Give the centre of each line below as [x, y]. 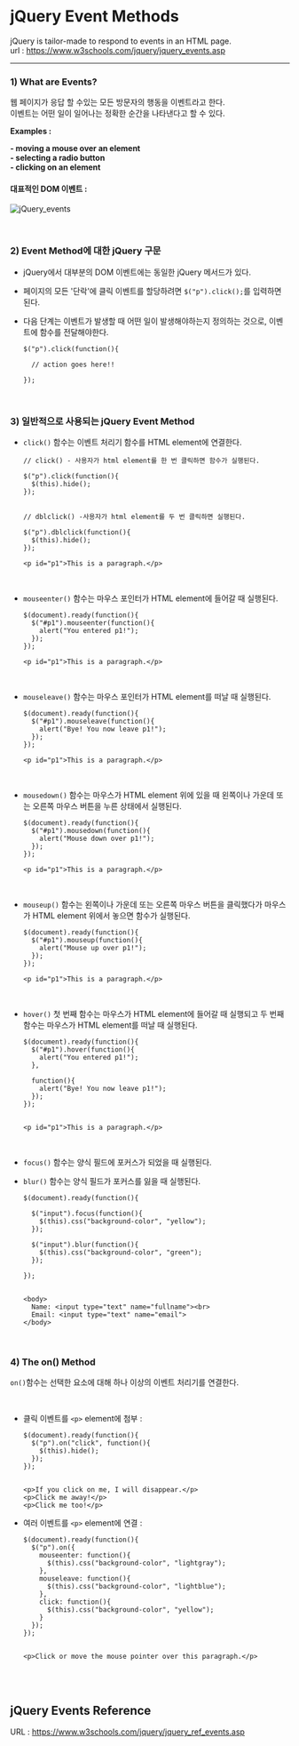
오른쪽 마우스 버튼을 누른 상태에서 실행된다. [107, 806]
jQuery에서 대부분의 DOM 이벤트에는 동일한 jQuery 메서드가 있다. [137, 272]
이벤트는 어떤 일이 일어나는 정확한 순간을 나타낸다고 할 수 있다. [118, 114]
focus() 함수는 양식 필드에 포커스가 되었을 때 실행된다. [117, 1163]
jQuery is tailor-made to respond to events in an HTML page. [121, 41]
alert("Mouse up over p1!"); [93, 949]
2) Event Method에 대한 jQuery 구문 [86, 251]
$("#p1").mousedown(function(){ [91, 831]
